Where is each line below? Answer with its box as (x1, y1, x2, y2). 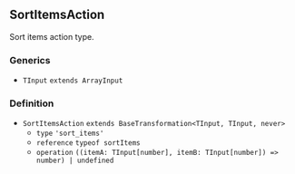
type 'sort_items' (35, 129, 104, 139)
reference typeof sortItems (35, 139, 141, 148)
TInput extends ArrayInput (22, 76, 123, 85)
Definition (9, 97, 54, 110)
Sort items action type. (9, 31, 94, 42)
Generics (9, 53, 51, 66)
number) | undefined (35, 156, 114, 166)
